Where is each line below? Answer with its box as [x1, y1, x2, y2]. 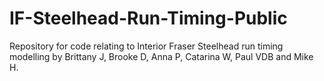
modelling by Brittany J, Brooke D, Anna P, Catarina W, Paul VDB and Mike [9, 50, 314, 62]
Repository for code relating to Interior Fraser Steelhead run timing [9, 40, 284, 52]
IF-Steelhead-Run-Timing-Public [9, 7, 288, 30]
